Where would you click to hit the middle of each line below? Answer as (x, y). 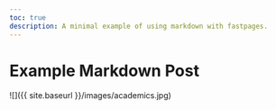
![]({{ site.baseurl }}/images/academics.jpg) (90, 96)
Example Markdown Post (105, 71)
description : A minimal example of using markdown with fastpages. (139, 26)
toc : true (28, 18)
